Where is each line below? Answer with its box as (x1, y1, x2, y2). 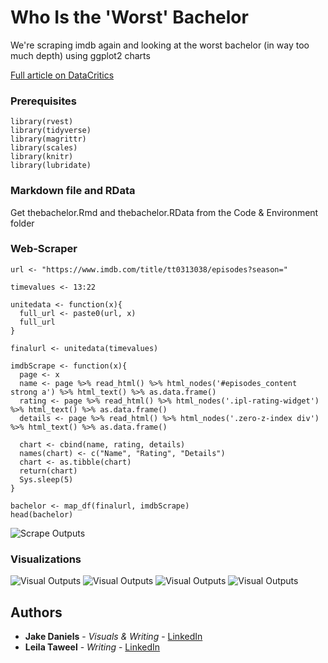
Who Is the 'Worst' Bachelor (10, 6, 249, 29)
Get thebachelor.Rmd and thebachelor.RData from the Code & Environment (10, 206, 319, 218)
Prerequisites (10, 94, 77, 108)
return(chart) (19, 466, 78, 476)
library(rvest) (10, 117, 74, 127)
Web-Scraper (10, 242, 78, 256)
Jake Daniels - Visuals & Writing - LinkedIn (24, 630, 203, 642)
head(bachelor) (10, 509, 74, 520)
